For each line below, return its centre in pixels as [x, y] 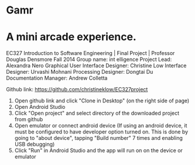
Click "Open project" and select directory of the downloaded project [97, 113]
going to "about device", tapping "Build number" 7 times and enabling [99, 138]
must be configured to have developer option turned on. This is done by [101, 132]
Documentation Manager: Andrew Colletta [57, 78]
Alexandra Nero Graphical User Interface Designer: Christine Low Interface [96, 66]
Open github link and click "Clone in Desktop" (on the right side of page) [102, 101]
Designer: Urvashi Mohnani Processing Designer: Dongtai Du [80, 72]
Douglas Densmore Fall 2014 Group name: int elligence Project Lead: [89, 60]
